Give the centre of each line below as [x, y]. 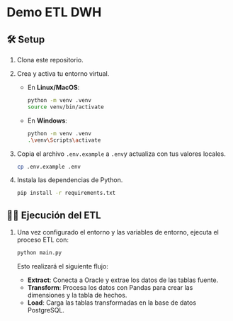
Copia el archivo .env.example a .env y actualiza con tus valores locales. [121, 154]
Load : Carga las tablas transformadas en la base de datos [112, 303]
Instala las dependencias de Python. [70, 180]
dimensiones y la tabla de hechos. [77, 295]
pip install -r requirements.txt [66, 193]
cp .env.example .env [49, 167]
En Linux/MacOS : [53, 87]
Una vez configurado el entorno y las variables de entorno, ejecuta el [118, 232]
